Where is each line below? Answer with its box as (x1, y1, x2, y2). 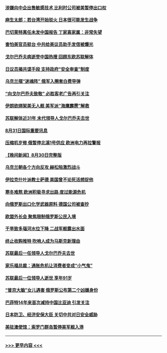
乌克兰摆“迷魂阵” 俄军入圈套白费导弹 (5, 78, 81, 84)
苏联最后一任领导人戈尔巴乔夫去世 (5, 250, 75, 256)
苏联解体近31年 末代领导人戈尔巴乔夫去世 (5, 115, 89, 121)
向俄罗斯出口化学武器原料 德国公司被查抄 (5, 201, 89, 207)
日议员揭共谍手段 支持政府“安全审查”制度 (5, 66, 89, 72)
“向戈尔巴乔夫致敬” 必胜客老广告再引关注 (5, 90, 89, 96)
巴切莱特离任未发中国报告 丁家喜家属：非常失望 (5, 29, 102, 35)
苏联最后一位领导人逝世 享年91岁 (5, 275, 72, 281)
